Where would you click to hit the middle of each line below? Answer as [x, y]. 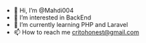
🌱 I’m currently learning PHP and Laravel [71, 25]
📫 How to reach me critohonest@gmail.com [76, 32]
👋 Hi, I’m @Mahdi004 [44, 10]
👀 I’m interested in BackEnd [52, 17]
